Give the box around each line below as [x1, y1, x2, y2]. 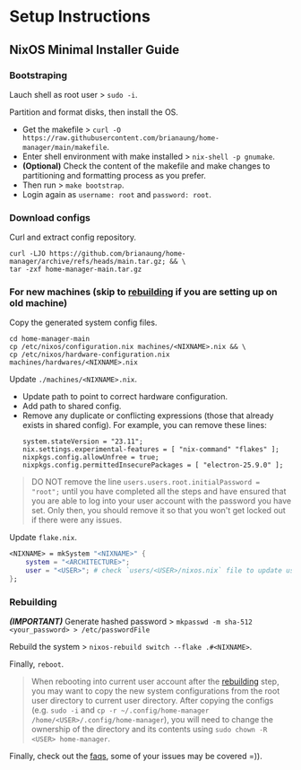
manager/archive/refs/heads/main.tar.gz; [9, 258, 167, 267]
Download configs [9, 211, 91, 223]
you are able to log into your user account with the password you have [30, 495, 292, 506]
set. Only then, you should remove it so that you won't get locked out [30, 505, 287, 516]
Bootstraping [9, 69, 68, 82]
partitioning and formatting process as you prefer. [21, 170, 206, 180]
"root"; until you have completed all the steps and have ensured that [30, 486, 287, 497]
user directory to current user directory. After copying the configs [30, 696, 274, 706]
